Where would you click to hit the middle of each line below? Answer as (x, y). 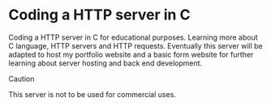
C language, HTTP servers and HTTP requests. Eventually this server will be (135, 45)
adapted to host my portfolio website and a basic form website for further (131, 54)
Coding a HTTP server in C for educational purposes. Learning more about (133, 37)
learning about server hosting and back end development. (105, 63)
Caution (22, 78)
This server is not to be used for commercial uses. (92, 94)
